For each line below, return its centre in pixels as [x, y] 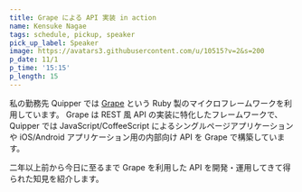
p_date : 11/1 [34, 59]
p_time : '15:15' [40, 69]
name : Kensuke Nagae [48, 26]
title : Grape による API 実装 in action [83, 18]
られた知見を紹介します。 [57, 178]
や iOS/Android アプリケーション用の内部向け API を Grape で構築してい [143, 137]
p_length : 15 [34, 77]
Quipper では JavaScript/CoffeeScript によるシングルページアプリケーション [151, 125]
